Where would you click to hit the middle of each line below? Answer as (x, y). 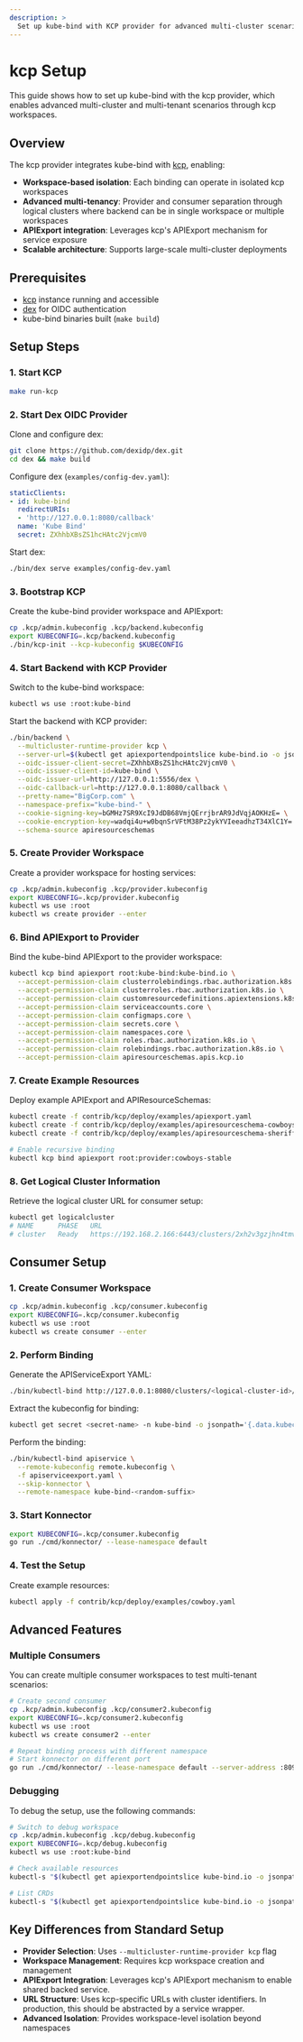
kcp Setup (48, 71)
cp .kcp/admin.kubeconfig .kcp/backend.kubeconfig (106, 628)
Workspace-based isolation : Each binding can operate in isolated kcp (153, 182)
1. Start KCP (36, 373)
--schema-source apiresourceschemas (86, 830)
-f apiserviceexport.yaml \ (70, 1476)
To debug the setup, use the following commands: (102, 1810)
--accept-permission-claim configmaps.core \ (105, 1016)
